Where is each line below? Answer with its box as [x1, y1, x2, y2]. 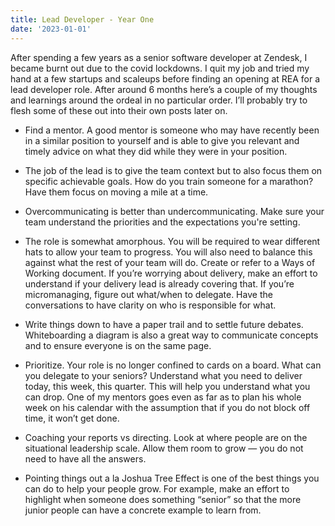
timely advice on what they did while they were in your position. [24, 145, 288, 157]
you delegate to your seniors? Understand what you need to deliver [24, 369, 303, 381]
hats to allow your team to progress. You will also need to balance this [24, 246, 313, 258]
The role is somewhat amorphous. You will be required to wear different [24, 235, 321, 247]
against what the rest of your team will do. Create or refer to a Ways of [24, 256, 316, 268]
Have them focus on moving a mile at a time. [24, 186, 209, 198]
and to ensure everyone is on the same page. [24, 339, 212, 351]
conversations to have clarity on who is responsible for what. [24, 299, 277, 311]
